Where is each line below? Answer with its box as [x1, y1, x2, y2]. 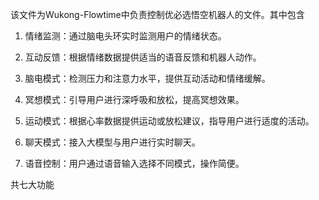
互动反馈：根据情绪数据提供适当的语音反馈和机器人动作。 [24, 51, 262, 63]
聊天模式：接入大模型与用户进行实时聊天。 [24, 136, 201, 148]
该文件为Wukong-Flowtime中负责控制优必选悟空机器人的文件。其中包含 [10, 9, 305, 20]
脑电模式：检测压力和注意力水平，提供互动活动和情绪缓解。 [24, 73, 271, 84]
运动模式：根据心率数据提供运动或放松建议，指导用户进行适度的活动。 [24, 115, 315, 127]
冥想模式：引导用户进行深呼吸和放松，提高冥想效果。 [24, 94, 245, 105]
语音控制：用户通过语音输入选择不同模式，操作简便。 [24, 158, 245, 169]
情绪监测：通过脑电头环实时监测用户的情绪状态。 [24, 30, 227, 42]
